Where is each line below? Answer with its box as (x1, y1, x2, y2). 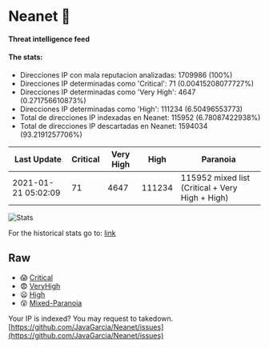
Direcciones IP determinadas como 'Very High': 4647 (19, 87, 196, 97)
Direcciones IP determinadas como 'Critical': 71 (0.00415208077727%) (19, 78, 255, 88)
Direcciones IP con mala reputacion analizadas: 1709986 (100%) (19, 70, 233, 79)
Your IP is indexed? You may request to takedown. (8, 314, 174, 323)
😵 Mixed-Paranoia (19, 298, 82, 307)
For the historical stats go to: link (8, 228, 116, 238)
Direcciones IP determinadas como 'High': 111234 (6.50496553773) (19, 104, 243, 114)
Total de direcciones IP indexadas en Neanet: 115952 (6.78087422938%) (19, 112, 261, 122)
